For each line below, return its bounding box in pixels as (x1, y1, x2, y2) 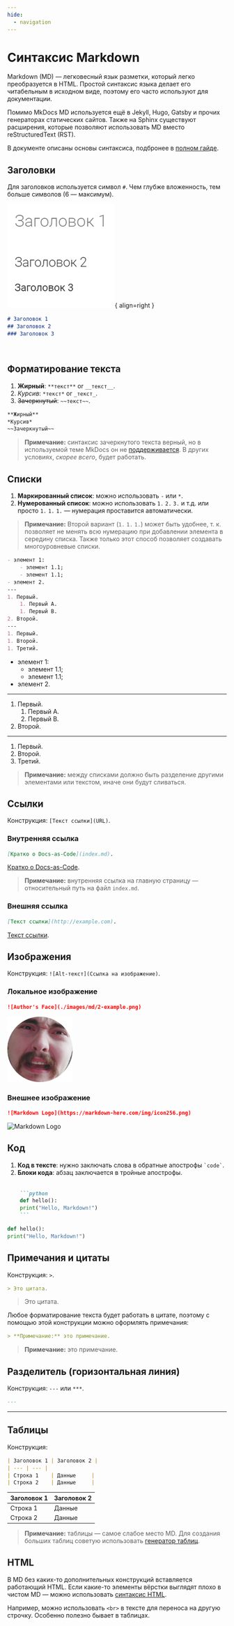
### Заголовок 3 (7, 330, 54, 337)
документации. (7, 95, 52, 103)
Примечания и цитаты (7, 1252, 110, 1264)
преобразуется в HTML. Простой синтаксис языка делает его (7, 80, 192, 89)
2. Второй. (7, 616, 39, 623)
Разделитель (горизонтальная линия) (7, 1365, 180, 1377)
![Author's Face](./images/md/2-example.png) (7, 1003, 141, 1010)
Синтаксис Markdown (7, 50, 140, 66)
